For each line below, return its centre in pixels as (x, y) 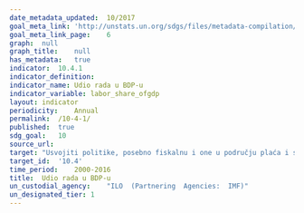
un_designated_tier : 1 (52, 195)
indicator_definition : (52, 77)
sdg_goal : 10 (38, 136)
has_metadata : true (50, 60)
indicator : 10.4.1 (46, 69)
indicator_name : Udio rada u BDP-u (76, 85)
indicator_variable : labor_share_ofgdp (85, 93)
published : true (42, 128)
